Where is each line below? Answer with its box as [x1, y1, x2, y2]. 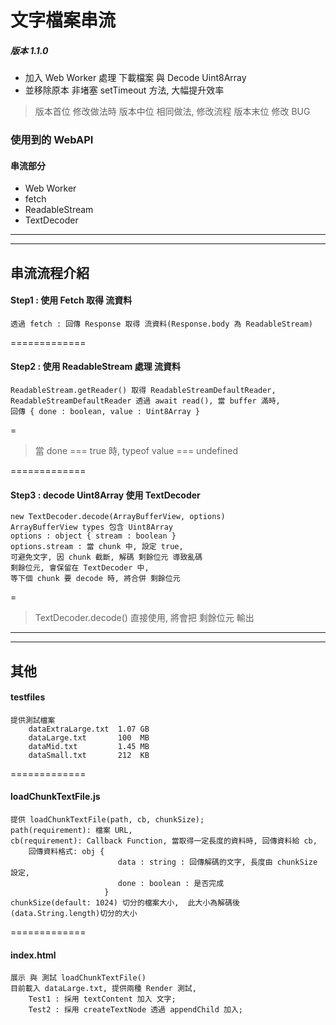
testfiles [10, 691, 46, 703]
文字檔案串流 [10, 9, 117, 32]
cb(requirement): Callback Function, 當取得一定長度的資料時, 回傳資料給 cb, [10, 836, 318, 846]
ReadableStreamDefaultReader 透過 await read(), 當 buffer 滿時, [10, 396, 281, 406]
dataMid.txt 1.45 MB [28, 741, 150, 751]
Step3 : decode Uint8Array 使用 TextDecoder [10, 489, 201, 501]
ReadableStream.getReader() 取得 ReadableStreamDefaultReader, [10, 386, 277, 396]
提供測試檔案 [10, 715, 56, 725]
